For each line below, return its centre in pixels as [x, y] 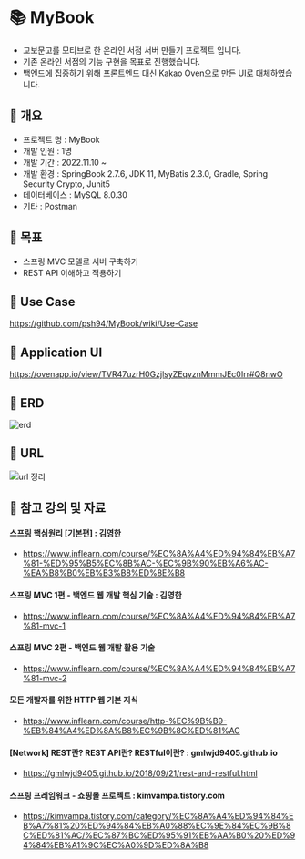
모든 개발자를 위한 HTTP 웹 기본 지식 [74, 700]
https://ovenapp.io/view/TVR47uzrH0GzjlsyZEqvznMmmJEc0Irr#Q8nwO [147, 374]
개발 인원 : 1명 [47, 150]
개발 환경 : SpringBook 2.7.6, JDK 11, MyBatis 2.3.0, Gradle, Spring [145, 173]
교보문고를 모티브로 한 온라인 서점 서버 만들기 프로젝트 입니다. [132, 50]
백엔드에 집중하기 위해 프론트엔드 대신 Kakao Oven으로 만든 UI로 [138, 73]
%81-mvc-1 [44, 626]
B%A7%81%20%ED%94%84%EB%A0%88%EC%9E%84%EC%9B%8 [157, 826]
